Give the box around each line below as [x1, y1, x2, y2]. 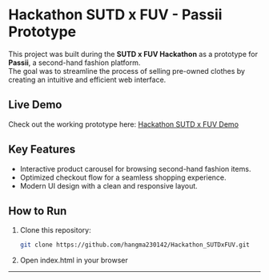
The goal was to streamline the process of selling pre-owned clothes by [8, 66, 246, 75]
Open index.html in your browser [19, 255, 128, 266]
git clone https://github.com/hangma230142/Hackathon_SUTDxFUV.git [19, 241, 250, 250]
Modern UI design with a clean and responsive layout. [19, 181, 198, 190]
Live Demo [8, 98, 62, 112]
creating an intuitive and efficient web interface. [8, 75, 167, 84]
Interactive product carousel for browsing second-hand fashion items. [19, 164, 251, 173]
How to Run [8, 204, 67, 217]
